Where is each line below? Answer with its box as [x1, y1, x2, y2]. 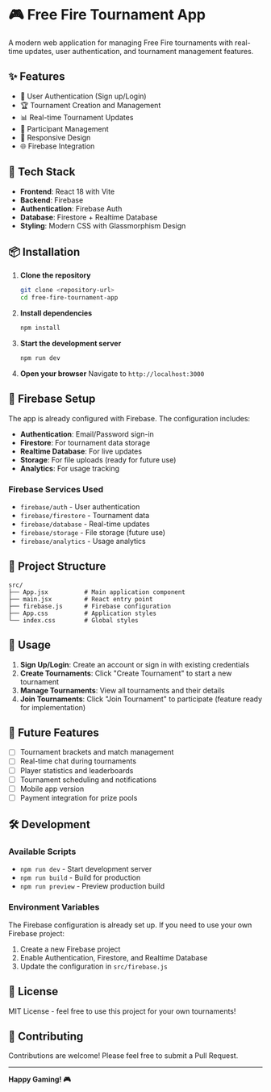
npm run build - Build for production [19, 872, 141, 883]
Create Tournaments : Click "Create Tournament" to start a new [19, 668, 232, 678]
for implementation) [19, 702, 86, 712]
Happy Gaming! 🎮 [8, 1074, 71, 1085]
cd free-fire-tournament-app [19, 294, 119, 302]
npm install [19, 324, 60, 333]
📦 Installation [8, 245, 81, 258]
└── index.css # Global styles [8, 616, 139, 625]
